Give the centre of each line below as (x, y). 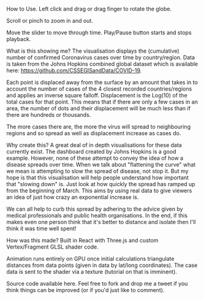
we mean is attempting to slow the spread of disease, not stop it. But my (97, 171)
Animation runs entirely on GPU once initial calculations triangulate (90, 259)
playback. (19, 39)
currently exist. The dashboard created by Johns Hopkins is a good (91, 152)
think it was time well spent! (41, 228)
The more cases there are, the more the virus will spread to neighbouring (99, 127)
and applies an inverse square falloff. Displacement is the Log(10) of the (97, 95)
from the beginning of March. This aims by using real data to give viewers (99, 190)
